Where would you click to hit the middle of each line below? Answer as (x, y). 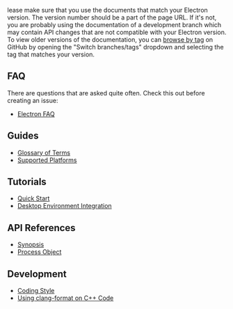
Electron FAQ (36, 113)
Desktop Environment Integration (65, 206)
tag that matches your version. (51, 54)
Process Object (39, 252)
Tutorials (27, 182)
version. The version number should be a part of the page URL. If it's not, (112, 17)
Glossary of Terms (44, 152)
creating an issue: (33, 100)
